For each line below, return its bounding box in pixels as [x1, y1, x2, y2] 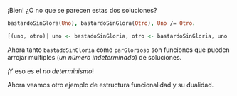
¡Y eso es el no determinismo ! [7, 67, 95, 75]
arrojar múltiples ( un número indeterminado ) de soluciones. [7, 53, 182, 61]
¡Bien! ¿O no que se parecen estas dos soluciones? [7, 6, 157, 14]
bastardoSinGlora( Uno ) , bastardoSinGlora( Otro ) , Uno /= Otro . [7, 20, 196, 27]
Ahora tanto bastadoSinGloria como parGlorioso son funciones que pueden [7, 46, 230, 54]
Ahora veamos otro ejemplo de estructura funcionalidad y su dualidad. [7, 80, 214, 89]
